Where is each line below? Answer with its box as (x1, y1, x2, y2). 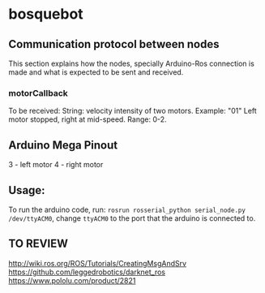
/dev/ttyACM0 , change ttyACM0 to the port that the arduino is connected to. (8, 213, 256, 223)
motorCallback (8, 87, 69, 98)
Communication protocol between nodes (8, 37, 220, 51)
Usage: (8, 183, 46, 197)
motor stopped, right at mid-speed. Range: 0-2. (8, 114, 167, 124)
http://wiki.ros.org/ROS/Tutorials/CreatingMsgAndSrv (8, 258, 187, 268)
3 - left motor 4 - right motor (8, 160, 104, 170)
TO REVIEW (8, 237, 69, 251)
